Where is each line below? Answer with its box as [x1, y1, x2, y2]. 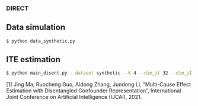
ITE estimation [6, 54, 60, 65]
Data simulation [6, 23, 66, 33]
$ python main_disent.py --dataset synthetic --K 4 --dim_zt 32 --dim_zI [6, 70, 193, 76]
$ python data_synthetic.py [6, 38, 76, 44]
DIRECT [6, 4, 29, 12]
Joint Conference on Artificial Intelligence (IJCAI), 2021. [6, 94, 142, 101]
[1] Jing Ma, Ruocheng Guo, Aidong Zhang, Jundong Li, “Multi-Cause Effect [6, 81, 191, 88]
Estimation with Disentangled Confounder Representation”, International [6, 87, 181, 94]
